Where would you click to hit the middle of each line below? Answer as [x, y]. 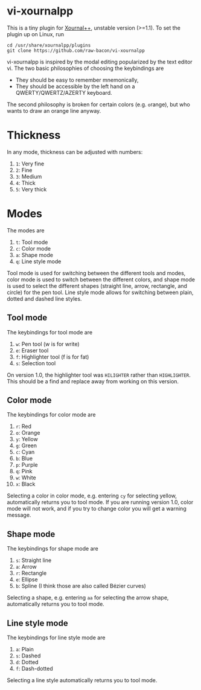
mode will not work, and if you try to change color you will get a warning [97, 509]
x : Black [25, 484]
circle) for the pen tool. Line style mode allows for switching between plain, [100, 292]
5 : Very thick [31, 189]
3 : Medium [29, 176]
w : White [26, 478]
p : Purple [27, 465]
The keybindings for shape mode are [53, 549]
